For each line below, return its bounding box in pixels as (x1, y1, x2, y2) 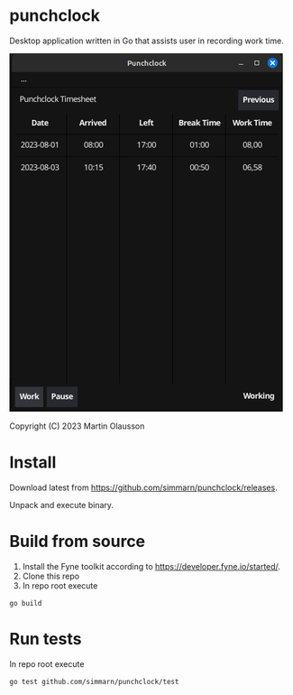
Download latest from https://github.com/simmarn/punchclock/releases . (9, 482, 278, 493)
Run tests (9, 629, 82, 649)
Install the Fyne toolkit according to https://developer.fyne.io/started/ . (22, 561, 281, 571)
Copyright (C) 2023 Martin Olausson (9, 421, 145, 431)
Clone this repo (22, 570, 79, 581)
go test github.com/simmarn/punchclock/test (9, 677, 179, 686)
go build (9, 598, 42, 607)
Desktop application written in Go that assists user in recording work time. (9, 35, 284, 46)
